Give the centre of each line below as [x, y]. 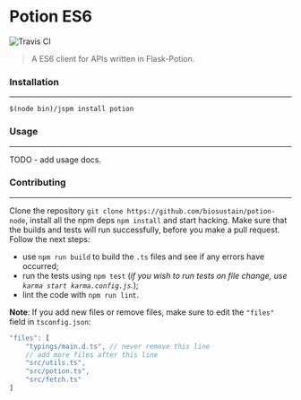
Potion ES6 [51, 17]
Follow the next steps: [50, 239]
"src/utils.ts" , [56, 363]
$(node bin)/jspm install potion [72, 109]
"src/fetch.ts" [54, 380]
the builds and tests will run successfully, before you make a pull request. [145, 230]
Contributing [38, 183]
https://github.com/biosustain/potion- [201, 211]
